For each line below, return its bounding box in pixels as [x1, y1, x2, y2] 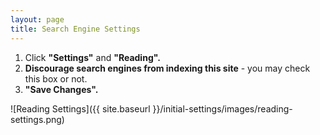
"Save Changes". [24, 83, 99, 95]
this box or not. [24, 72, 88, 85]
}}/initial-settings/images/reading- [152, 102, 293, 115]
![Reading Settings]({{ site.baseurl [10, 102, 151, 115]
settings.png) [10, 113, 65, 125]
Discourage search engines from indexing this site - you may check [24, 62, 311, 74]
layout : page [10, 14, 65, 25]
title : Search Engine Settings [10, 24, 141, 34]
